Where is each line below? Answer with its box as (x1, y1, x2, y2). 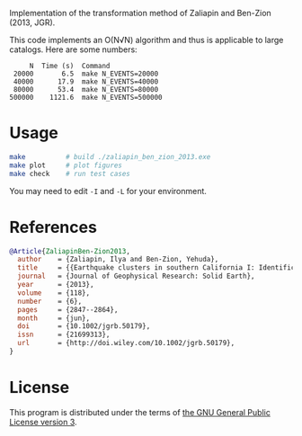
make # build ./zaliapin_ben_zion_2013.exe (9, 152, 211, 161)
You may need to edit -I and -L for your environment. (9, 185, 207, 196)
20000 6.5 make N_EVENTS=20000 (13, 69, 159, 78)
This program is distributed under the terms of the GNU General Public (9, 406, 271, 417)
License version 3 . (9, 416, 78, 427)
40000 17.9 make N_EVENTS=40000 (13, 77, 159, 86)
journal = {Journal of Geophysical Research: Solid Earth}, (17, 271, 255, 281)
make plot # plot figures (9, 161, 123, 170)
